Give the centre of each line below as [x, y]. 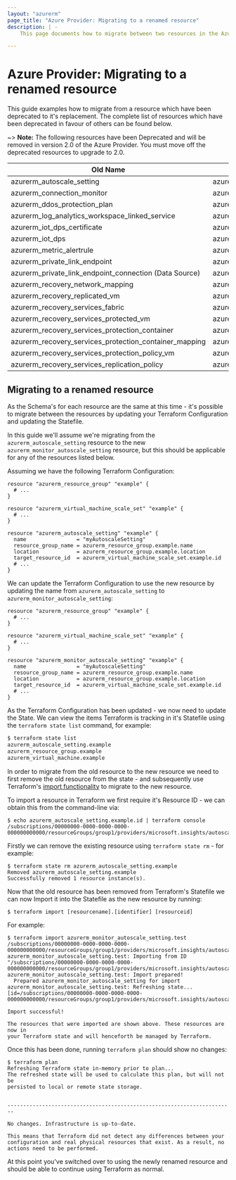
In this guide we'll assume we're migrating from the [81, 435]
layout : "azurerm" [34, 14]
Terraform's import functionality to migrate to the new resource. [99, 786]
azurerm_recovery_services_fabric [68, 307]
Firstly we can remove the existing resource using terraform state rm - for [116, 846]
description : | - [33, 27]
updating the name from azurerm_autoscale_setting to [86, 591]
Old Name [108, 170]
